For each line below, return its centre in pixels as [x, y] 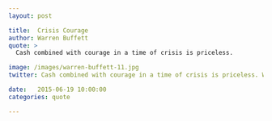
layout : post [30, 16]
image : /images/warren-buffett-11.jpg [74, 68]
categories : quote [39, 97]
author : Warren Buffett [49, 38]
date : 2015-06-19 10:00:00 [57, 90]
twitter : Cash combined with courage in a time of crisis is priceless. [134, 75]
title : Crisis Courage [49, 30]
